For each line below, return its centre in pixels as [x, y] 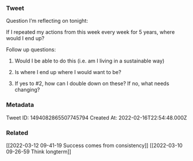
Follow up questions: [31, 50]
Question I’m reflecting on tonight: [47, 21]
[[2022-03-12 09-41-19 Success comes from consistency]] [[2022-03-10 [94, 145]
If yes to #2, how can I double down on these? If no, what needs [92, 83]
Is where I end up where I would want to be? [68, 72]
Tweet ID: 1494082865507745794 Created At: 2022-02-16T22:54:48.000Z [96, 117]
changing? [27, 90]
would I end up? [25, 38]
